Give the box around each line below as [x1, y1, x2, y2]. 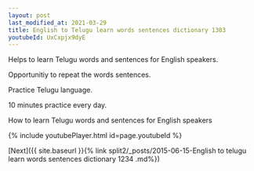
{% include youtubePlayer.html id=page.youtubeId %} [8, 131, 183, 140]
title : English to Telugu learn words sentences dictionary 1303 [8, 26, 226, 34]
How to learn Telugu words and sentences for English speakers [8, 115, 213, 126]
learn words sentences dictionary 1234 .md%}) [8, 155, 161, 164]
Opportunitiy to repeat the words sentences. [8, 70, 151, 79]
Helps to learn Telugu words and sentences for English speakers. [8, 55, 219, 64]
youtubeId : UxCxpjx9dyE [8, 33, 86, 42]
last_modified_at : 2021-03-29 [8, 19, 107, 27]
